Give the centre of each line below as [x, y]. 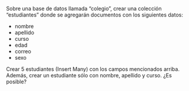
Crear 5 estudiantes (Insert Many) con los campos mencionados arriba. [93, 69]
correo [23, 51]
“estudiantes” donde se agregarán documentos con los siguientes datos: [94, 15]
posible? [17, 82]
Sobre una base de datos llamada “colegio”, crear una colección [84, 9]
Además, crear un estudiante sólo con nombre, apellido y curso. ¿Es [89, 75]
